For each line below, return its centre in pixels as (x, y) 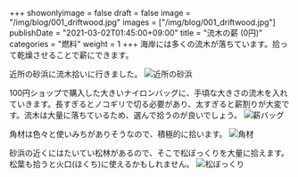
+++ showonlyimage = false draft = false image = (100, 13)
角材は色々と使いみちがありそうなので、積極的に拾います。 (118, 134)
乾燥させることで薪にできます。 (75, 55)
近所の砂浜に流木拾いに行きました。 (76, 74)
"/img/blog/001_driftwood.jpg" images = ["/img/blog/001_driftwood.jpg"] (143, 22)
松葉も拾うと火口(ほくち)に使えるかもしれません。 (102, 164)
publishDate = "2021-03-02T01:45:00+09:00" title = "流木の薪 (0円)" (136, 33)
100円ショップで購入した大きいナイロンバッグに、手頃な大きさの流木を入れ (149, 93)
